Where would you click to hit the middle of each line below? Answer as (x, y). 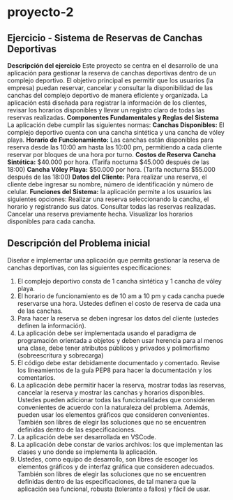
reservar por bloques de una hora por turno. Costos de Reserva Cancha (112, 155)
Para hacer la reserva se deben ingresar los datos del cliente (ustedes (118, 318)
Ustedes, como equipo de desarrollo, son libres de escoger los (107, 459)
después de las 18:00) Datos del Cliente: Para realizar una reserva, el (107, 177)
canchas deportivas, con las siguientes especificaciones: (90, 267)
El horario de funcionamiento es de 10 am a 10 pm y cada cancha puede (121, 296)
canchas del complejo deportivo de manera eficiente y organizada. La (107, 95)
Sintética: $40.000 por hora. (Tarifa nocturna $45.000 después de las (108, 162)
